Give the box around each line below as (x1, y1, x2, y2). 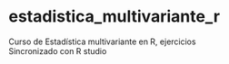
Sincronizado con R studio (8, 45, 107, 56)
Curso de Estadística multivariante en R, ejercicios (8, 36, 196, 47)
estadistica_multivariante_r (8, 6, 220, 27)
